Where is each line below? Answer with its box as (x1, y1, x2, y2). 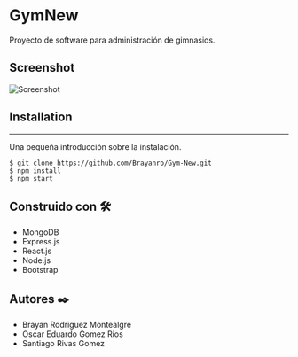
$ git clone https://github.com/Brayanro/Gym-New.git (9, 159, 213, 167)
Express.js (21, 237, 60, 247)
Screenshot (9, 60, 75, 75)
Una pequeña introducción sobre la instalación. (9, 141, 182, 151)
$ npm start (9, 174, 53, 182)
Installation (9, 110, 73, 125)
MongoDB (21, 227, 59, 237)
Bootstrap (21, 265, 59, 276)
